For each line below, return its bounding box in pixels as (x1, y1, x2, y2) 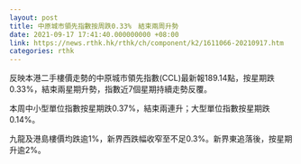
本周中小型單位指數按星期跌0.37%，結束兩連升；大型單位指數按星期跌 (9, 103, 270, 114)
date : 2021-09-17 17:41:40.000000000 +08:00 (9, 30, 179, 39)
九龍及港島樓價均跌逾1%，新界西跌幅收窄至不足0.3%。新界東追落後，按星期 (9, 133, 293, 144)
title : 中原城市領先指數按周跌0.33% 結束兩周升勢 (9, 22, 178, 31)
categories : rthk (9, 47, 75, 56)
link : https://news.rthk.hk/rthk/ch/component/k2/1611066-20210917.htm (9, 38, 284, 48)
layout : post (9, 13, 59, 23)
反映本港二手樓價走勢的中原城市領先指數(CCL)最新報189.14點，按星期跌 (9, 73, 275, 84)
